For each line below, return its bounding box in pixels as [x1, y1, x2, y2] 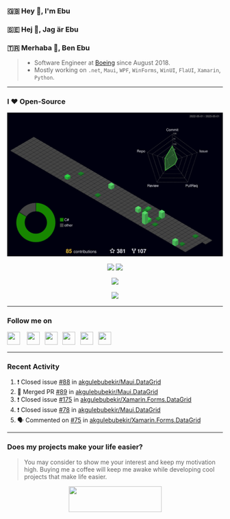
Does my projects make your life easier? [7, 442, 144, 452]
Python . [34, 73, 55, 82]
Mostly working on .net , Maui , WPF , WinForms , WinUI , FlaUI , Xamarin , [34, 66, 221, 74]
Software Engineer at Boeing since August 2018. [34, 58, 170, 67]
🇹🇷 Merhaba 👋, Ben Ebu [7, 43, 90, 52]
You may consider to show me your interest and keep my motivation [23, 458, 216, 466]
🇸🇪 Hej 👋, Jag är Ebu [7, 24, 79, 34]
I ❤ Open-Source [7, 97, 66, 106]
